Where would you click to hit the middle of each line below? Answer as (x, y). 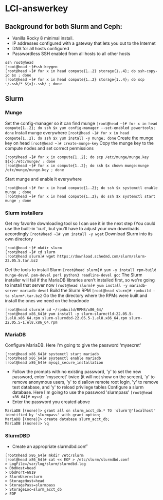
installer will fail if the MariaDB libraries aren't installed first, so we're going (80, 280)
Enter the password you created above (51, 402)
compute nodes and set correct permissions (49, 148)
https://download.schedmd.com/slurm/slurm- (102, 256)
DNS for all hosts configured (41, 48)
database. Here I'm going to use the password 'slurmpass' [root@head (82, 392)
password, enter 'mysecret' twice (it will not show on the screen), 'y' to (83, 377)
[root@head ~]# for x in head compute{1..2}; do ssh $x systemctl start (80, 196)
